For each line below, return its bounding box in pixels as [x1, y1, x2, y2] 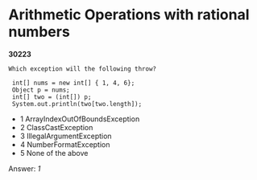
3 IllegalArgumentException [19, 131, 112, 141]
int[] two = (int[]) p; [11, 92, 92, 101]
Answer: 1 [8, 163, 41, 174]
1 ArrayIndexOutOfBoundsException [19, 114, 140, 124]
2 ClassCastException [19, 122, 93, 132]
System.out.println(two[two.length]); [11, 100, 143, 108]
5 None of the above [19, 148, 89, 157]
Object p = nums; [11, 86, 70, 94]
